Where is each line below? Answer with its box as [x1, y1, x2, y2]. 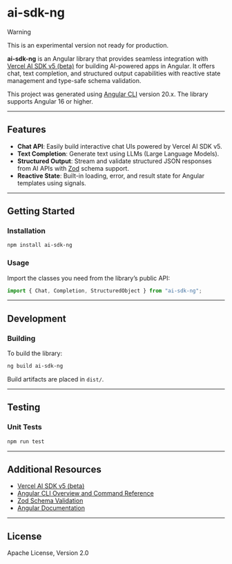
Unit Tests [7, 422, 43, 432]
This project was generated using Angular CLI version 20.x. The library [7, 90, 209, 98]
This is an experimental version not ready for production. [7, 41, 169, 49]
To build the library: [7, 349, 63, 357]
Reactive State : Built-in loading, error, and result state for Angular [17, 171, 205, 180]
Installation [7, 226, 46, 236]
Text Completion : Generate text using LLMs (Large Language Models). [17, 149, 220, 158]
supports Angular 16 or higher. [7, 97, 93, 105]
